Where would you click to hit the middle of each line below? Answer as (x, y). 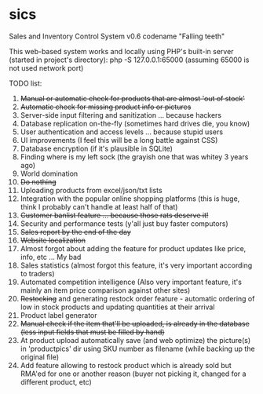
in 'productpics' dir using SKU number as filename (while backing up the (137, 348)
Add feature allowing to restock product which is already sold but (126, 365)
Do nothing (38, 181)
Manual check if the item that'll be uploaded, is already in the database (135, 323)
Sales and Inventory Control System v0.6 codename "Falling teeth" (117, 36)
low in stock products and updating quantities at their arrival (117, 307)
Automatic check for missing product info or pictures (106, 107)
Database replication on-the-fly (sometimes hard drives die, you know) (135, 123)
